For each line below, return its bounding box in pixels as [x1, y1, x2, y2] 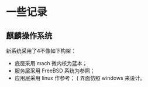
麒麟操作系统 [6, 31, 53, 41]
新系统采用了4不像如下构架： [6, 48, 77, 54]
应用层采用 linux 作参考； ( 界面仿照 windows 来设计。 [14, 75, 146, 81]
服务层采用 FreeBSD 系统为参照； [14, 67, 95, 74]
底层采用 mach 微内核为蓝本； [14, 60, 88, 66]
